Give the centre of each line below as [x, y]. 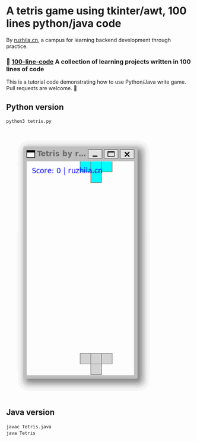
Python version [35, 107]
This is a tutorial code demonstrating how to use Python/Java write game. [96, 82]
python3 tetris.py [29, 122]
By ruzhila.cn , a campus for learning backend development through [88, 40]
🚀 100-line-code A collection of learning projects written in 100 [99, 62]
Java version [31, 413]
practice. [17, 46]
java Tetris [21, 433]
